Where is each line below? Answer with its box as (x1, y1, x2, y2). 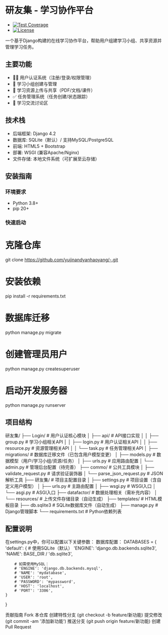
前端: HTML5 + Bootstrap (12, 143, 66, 149)
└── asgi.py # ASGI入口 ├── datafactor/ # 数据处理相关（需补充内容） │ (5, 489, 158, 495)
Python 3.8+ (12, 200, 39, 206)
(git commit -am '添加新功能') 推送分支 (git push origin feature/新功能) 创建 (5, 618, 161, 624)
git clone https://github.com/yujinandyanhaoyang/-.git (5, 257, 118, 263)
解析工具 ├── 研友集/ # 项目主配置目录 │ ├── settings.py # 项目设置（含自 (5, 477, 162, 483)
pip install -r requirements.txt (5, 293, 66, 299)
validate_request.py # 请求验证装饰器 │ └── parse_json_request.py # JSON (5, 470, 163, 476)
